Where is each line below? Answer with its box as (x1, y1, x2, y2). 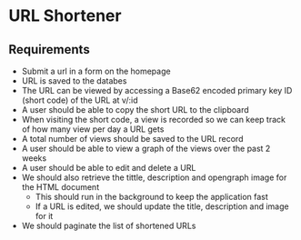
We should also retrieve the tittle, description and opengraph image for (21, 172, 287, 183)
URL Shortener (8, 5, 122, 26)
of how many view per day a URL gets (21, 124, 165, 135)
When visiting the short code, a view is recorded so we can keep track (21, 115, 286, 125)
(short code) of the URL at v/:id (21, 95, 138, 105)
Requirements (8, 42, 90, 57)
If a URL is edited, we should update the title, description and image (35, 201, 289, 212)
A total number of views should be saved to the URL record (21, 134, 244, 144)
